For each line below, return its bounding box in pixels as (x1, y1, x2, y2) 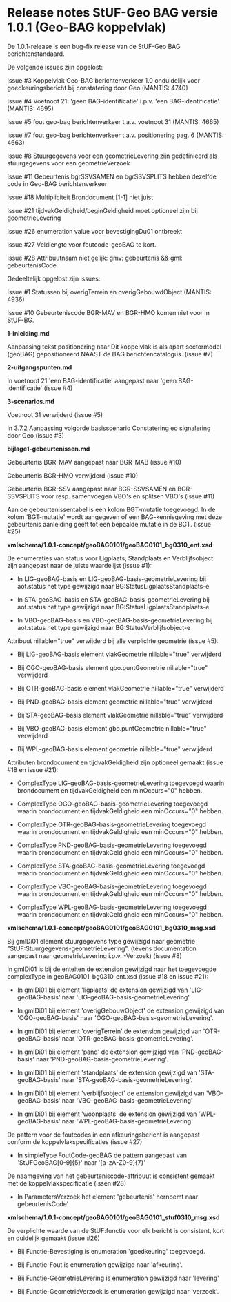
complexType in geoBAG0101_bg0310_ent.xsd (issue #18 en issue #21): (7, 972, 209, 980)
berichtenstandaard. (7, 50, 65, 58)
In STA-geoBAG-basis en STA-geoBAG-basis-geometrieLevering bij (17, 595, 210, 604)
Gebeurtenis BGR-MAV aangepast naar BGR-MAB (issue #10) (7, 458, 181, 466)
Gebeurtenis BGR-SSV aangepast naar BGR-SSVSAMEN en (7, 485, 177, 493)
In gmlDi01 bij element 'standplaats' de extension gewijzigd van (17, 1068, 198, 1077)
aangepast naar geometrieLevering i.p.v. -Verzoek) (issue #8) (7, 951, 183, 959)
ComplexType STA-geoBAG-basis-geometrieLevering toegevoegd (17, 862, 205, 870)
